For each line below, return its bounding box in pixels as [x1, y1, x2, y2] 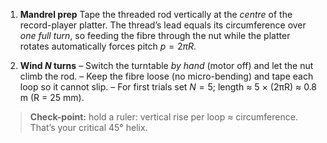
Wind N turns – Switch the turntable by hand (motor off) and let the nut [19, 60, 314, 71]
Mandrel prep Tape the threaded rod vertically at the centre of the [19, 9, 293, 20]
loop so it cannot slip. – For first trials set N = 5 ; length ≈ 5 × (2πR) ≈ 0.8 [19, 81, 318, 93]
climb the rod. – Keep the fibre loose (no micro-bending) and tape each [19, 70, 314, 82]
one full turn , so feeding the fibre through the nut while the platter [19, 30, 291, 41]
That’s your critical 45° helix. [29, 122, 148, 133]
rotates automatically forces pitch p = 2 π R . [19, 40, 197, 52]
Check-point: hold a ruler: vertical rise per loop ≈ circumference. [29, 111, 298, 123]
